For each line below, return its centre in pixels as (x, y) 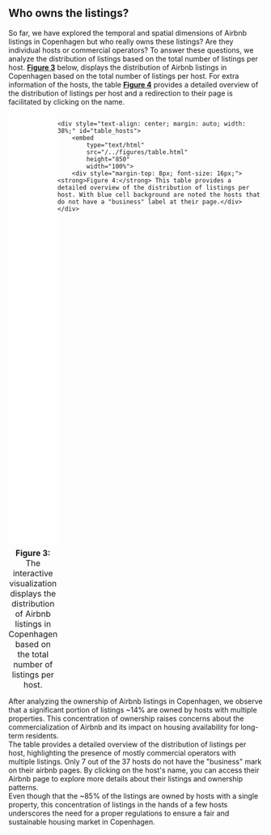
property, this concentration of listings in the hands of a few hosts (118, 804)
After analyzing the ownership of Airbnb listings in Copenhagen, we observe (135, 701)
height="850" (108, 159)
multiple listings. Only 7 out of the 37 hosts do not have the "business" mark (135, 761)
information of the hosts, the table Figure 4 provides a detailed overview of (133, 84)
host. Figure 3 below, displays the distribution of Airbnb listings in (118, 67)
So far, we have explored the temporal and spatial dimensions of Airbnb (127, 32)
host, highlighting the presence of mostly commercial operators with (122, 752)
